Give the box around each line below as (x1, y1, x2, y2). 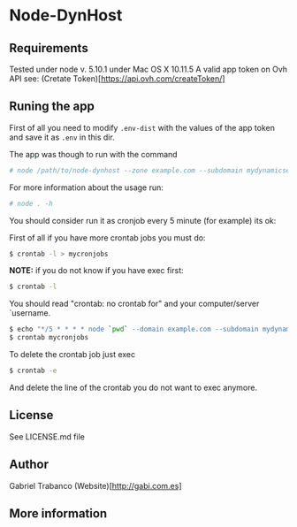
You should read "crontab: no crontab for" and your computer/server (9, 298, 260, 309)
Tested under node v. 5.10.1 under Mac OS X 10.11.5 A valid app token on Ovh (9, 64, 288, 74)
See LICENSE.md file (9, 431, 86, 442)
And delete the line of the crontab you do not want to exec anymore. (9, 382, 258, 393)
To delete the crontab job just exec (9, 349, 135, 360)
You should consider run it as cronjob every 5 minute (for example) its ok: (9, 215, 277, 225)
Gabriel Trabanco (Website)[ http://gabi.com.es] (9, 480, 183, 491)
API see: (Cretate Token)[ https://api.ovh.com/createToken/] (9, 73, 225, 84)
